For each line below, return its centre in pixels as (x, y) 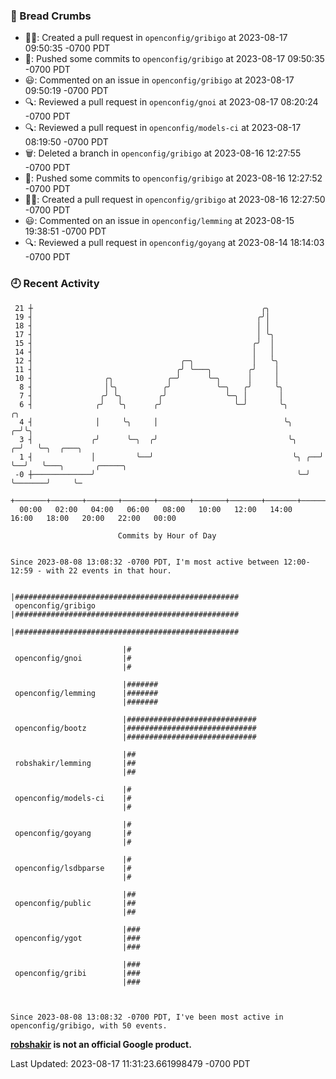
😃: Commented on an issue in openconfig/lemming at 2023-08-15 (159, 221)
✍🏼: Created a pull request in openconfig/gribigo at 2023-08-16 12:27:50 (175, 200)
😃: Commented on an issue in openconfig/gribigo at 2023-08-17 (159, 80)
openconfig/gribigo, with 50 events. (89, 1025)
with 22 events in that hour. (109, 570)
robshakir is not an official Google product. (101, 1044)
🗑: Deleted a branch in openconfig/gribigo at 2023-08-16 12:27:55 (163, 153)
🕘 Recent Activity (55, 284)
